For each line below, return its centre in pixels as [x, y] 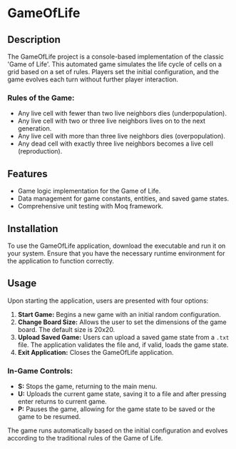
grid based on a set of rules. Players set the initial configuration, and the [113, 72]
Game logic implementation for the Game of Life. [89, 191]
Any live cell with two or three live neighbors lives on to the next [111, 121]
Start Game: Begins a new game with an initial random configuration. [119, 314]
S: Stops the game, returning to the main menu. [87, 386]
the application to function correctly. [61, 261]
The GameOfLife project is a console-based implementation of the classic [116, 56]
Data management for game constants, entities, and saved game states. [123, 198]
